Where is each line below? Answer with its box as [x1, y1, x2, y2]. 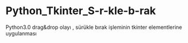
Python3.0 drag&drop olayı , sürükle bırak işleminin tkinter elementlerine [5, 24, 183, 31]
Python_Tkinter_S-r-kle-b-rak [5, 4, 156, 18]
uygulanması [5, 29, 37, 37]
